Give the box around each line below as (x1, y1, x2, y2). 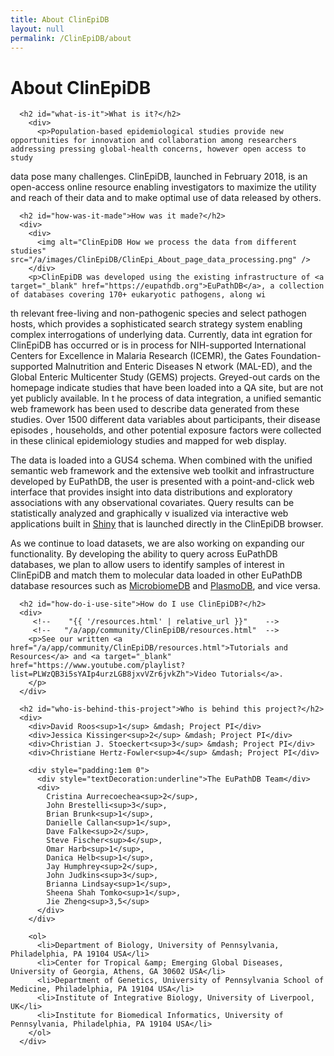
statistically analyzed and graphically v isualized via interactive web (10, 507, 289, 520)
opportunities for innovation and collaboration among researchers (10, 136, 298, 146)
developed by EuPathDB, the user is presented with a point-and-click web (10, 476, 315, 488)
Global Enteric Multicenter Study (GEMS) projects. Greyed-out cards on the (10, 371, 321, 383)
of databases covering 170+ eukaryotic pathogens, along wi (10, 290, 267, 300)
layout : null (10, 24, 65, 34)
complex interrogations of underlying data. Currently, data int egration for (10, 329, 313, 341)
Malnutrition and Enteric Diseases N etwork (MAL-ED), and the (54, 361, 313, 373)
